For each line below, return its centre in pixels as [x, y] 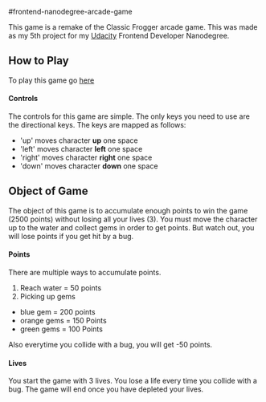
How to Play [39, 61]
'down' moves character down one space [89, 166]
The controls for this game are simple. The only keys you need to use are [129, 116]
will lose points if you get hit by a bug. [71, 236]
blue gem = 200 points [57, 312]
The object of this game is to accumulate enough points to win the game [128, 210]
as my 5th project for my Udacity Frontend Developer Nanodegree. [119, 36]
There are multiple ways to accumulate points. [85, 273]
